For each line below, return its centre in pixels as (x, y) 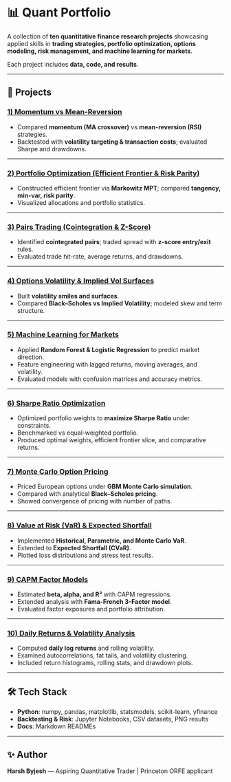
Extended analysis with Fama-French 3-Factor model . (94, 601)
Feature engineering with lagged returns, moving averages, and (107, 364)
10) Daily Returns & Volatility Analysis (71, 633)
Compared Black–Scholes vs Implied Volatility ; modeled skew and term (119, 303)
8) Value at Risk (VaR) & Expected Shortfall (80, 525)
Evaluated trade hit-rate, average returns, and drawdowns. (100, 257)
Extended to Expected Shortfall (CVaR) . (74, 547)
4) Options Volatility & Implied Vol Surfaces (81, 281)
